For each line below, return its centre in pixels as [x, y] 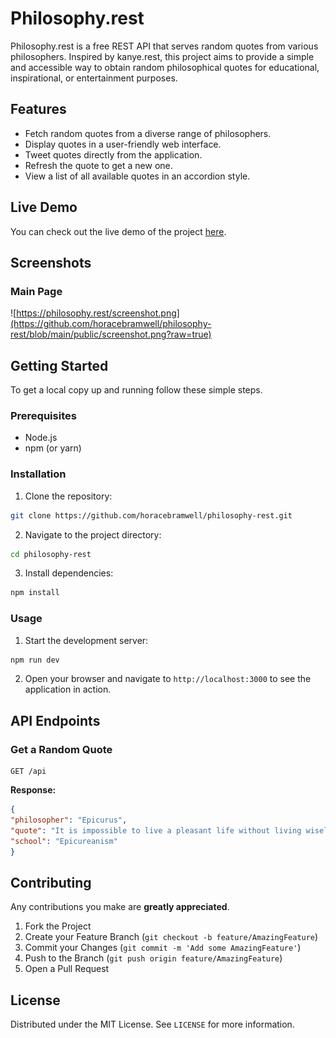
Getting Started [59, 365]
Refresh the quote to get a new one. [98, 165]
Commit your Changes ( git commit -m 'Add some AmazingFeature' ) [163, 948]
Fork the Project [58, 926]
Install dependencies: [69, 573]
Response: [33, 790]
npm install [35, 593]
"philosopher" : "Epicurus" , [69, 820]
